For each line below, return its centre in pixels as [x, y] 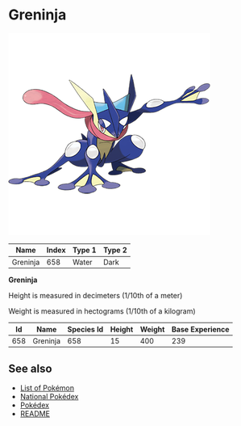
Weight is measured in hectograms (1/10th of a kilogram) [102, 311]
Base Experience [201, 329]
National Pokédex [49, 397]
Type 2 [115, 250]
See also [30, 368]
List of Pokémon [47, 388]
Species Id [85, 329]
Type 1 [84, 250]
